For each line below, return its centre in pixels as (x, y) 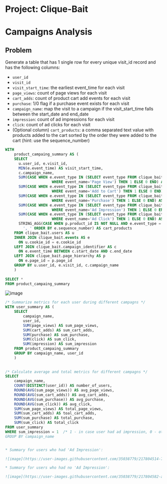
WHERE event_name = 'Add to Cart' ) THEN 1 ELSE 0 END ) (108, 192)
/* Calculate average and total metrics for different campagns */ (77, 372)
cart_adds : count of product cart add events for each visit (71, 98)
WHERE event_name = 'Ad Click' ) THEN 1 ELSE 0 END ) (104, 219)
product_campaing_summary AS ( (46, 154)
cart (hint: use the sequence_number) (51, 141)
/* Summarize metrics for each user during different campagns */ (75, 302)
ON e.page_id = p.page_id (45, 261)
